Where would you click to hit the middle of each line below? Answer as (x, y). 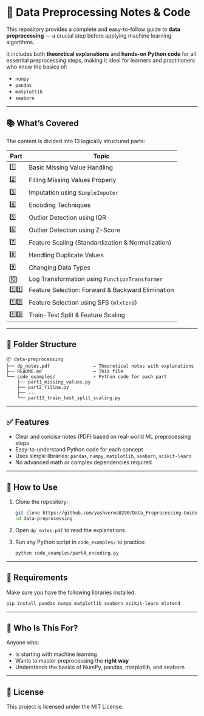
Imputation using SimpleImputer (74, 192)
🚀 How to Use (32, 487)
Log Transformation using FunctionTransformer (96, 279)
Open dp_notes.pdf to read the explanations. (71, 530)
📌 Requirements (37, 578)
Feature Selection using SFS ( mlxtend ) (83, 303)
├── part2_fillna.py (43, 387)
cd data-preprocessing (44, 519)
